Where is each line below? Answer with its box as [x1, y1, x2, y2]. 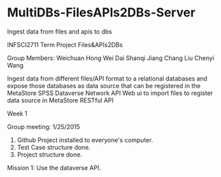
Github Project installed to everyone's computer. [16, 135, 153, 144]
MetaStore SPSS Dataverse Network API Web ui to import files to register [7, 89, 213, 97]
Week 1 [7, 109, 27, 118]
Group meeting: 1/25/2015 [7, 122, 81, 131]
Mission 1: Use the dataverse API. [7, 163, 101, 172]
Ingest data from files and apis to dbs [7, 27, 112, 36]
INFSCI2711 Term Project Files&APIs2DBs [7, 40, 123, 49]
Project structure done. [16, 150, 83, 159]
